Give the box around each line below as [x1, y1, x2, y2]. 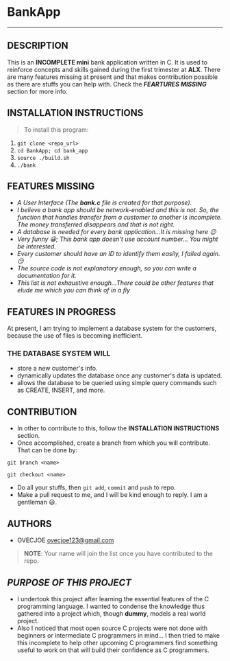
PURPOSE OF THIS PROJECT [7, 577, 132, 588]
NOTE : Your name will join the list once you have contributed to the [23, 550, 214, 558]
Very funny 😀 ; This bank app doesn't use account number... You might [16, 235, 218, 244]
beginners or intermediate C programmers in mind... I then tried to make [16, 631, 220, 639]
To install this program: [23, 125, 89, 134]
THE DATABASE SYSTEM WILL [7, 349, 111, 358]
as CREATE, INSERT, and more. [16, 386, 105, 395]
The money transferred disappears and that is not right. [16, 220, 175, 229]
